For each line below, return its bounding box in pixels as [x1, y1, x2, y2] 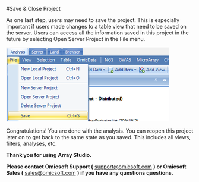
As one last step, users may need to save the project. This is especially [6, 17, 180, 23]
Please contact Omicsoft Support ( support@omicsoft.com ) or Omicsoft [6, 163, 187, 170]
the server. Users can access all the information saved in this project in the [6, 29, 189, 36]
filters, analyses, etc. [6, 140, 58, 147]
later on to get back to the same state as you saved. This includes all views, [6, 134, 191, 140]
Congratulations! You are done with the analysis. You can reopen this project [6, 127, 194, 134]
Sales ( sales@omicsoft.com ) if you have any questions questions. [6, 170, 173, 176]
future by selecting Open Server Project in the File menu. [6, 36, 146, 42]
